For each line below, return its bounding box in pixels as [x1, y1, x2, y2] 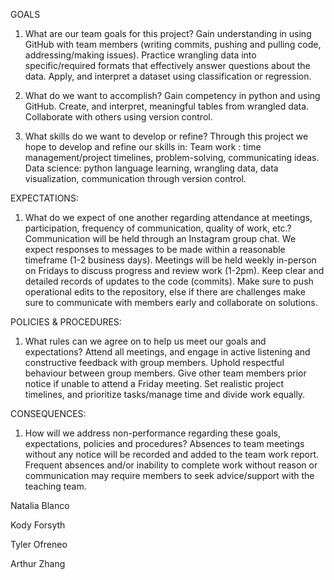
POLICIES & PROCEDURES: [10, 316, 122, 328]
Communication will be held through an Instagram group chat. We [24, 233, 297, 244]
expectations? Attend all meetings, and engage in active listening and [24, 346, 311, 358]
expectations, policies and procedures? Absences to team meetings [24, 438, 305, 449]
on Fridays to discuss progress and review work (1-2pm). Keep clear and [24, 265, 325, 276]
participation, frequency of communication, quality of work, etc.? [24, 222, 292, 234]
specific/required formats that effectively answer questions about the [24, 60, 311, 71]
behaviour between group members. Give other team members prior [24, 367, 307, 379]
